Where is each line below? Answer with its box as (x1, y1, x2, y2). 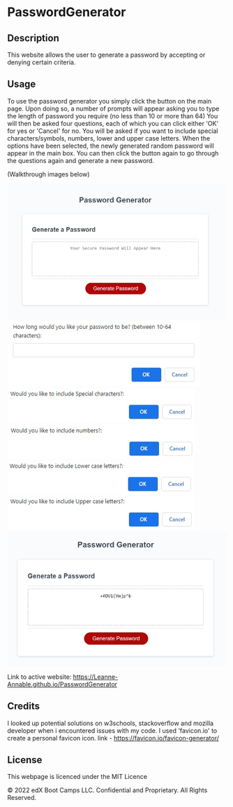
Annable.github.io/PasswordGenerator (7, 680, 117, 688)
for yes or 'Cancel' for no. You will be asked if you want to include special (7, 127, 218, 135)
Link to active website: (7, 673, 72, 681)
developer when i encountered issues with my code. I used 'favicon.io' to (7, 726, 218, 735)
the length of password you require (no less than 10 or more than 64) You (7, 111, 218, 120)
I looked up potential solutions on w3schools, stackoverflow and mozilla (7, 719, 214, 727)
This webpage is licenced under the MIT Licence (7, 773, 148, 781)
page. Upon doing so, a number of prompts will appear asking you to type (7, 104, 220, 113)
